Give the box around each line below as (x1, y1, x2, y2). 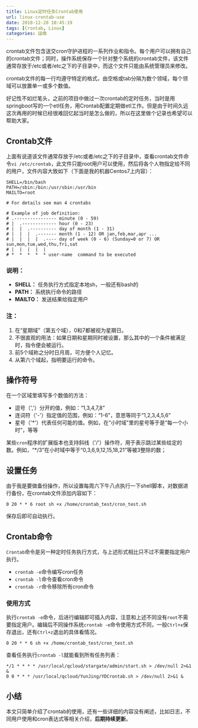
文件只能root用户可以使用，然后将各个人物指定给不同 (61, 160, 190, 167)
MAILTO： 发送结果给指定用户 (14, 296, 89, 303)
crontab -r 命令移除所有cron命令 (14, 583, 95, 590)
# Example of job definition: (6, 210, 81, 216)
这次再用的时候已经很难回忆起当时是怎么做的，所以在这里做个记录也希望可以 (6, 110, 193, 117)
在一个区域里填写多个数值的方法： (6, 392, 89, 399)
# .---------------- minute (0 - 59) (6, 215, 99, 222)
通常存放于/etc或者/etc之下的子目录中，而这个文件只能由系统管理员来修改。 (6, 63, 191, 70)
